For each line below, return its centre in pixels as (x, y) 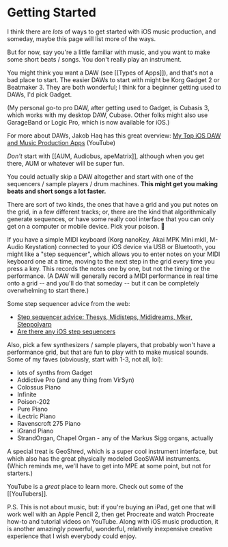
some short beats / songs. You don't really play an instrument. (95, 59)
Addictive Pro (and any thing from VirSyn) (75, 380)
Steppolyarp (34, 324)
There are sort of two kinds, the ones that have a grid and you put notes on (113, 204)
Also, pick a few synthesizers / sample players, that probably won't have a (112, 344)
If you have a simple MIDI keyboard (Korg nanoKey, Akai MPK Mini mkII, (108, 239)
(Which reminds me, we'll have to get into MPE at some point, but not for (109, 466)
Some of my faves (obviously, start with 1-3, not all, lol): (85, 359)
